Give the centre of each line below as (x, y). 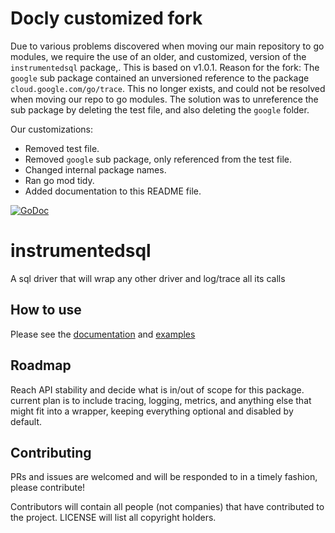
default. (26, 421)
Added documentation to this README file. (113, 191)
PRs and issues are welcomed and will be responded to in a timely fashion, (164, 477)
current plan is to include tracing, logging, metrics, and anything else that (161, 400)
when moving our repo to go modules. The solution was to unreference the (164, 99)
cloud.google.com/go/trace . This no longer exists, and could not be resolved (168, 88)
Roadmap (41, 365)
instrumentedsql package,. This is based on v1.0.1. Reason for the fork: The (165, 67)
